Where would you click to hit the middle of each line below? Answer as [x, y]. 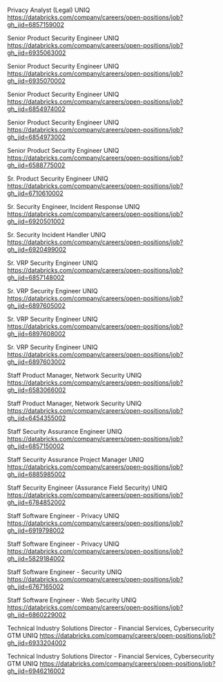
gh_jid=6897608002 [37, 334]
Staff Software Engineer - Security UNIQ [65, 572]
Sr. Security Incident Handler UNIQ [57, 235]
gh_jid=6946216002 [36, 671]
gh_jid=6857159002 [36, 25]
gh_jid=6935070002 [36, 81]
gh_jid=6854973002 [36, 137]
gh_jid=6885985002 [37, 474]
